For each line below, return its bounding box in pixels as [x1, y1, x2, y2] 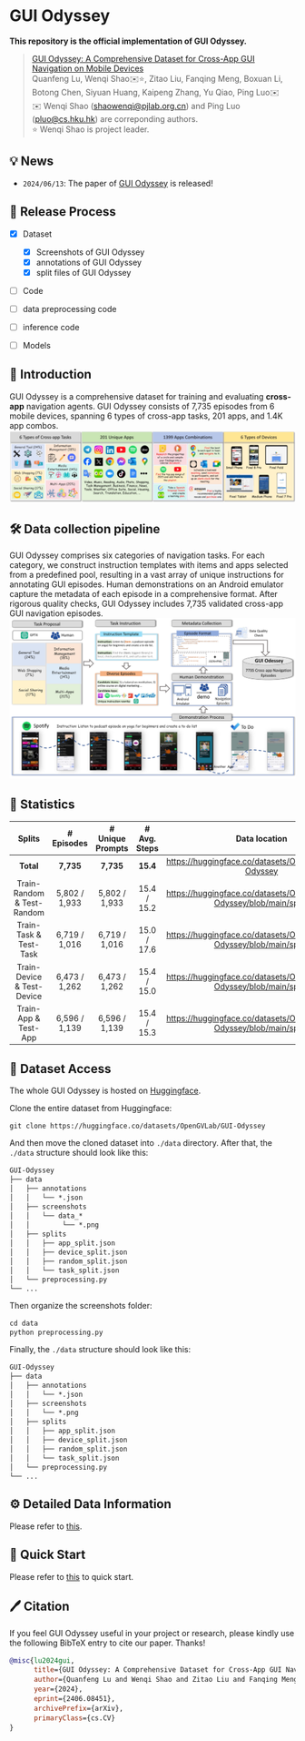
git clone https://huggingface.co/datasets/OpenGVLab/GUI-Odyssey [9, 1121, 266, 1131]
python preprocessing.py [9, 1328, 103, 1338]
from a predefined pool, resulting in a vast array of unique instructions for [9, 570, 284, 581]
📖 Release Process [9, 204, 116, 219]
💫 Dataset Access [9, 1061, 112, 1077]
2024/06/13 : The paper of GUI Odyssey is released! [22, 177, 213, 188]
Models [22, 340, 52, 350]
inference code [22, 321, 80, 332]
